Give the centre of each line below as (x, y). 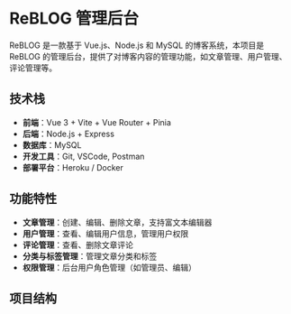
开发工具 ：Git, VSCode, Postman (83, 156)
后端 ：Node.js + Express (68, 134)
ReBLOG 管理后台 (74, 18)
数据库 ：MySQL (52, 144)
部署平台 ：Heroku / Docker (73, 167)
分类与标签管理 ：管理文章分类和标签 (90, 256)
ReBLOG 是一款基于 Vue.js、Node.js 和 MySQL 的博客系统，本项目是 (137, 45)
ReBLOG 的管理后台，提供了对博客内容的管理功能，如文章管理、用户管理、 (148, 56)
